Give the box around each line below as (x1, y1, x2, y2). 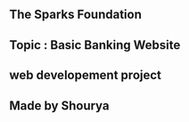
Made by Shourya (9, 98, 110, 113)
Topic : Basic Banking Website (9, 37, 181, 53)
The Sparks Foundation (9, 7, 143, 22)
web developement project (9, 68, 162, 83)
